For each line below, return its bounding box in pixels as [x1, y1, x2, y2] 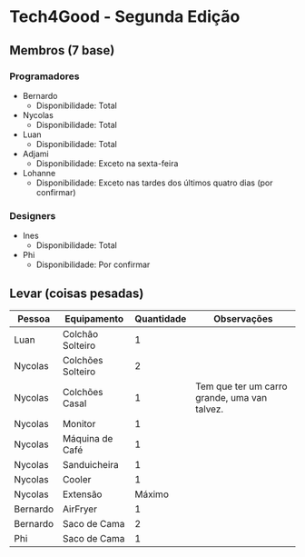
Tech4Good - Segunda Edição [9, 6, 241, 27]
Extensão [62, 488, 103, 501]
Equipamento [64, 312, 124, 324]
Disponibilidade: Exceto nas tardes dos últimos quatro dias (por [35, 177, 274, 188]
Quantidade [134, 312, 187, 324]
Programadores [9, 70, 80, 83]
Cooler [62, 472, 92, 485]
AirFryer [62, 502, 98, 515]
